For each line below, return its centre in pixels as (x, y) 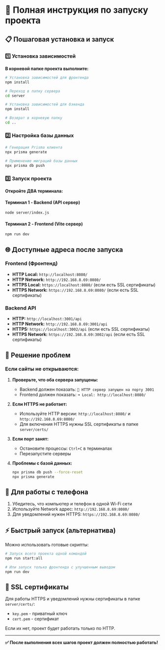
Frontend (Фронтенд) (31, 264)
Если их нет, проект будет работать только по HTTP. (60, 628)
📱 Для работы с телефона (47, 492)
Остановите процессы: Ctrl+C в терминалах (66, 448)
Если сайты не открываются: (42, 369)
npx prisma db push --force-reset (47, 472)
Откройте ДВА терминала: (34, 191)
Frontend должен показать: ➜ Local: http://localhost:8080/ (83, 394)
